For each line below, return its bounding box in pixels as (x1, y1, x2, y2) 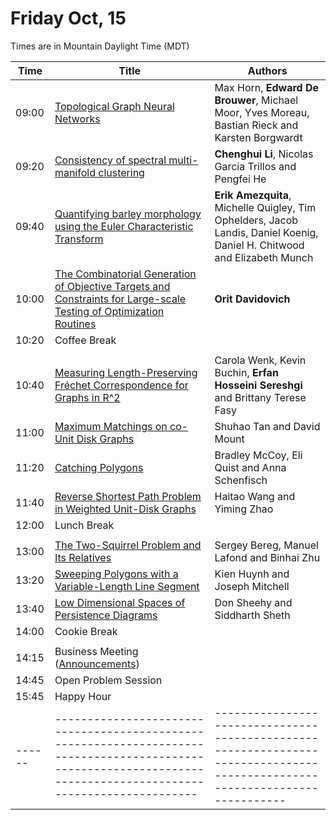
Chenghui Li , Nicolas (214, 147, 314, 161)
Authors (247, 63, 288, 77)
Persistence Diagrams (54, 608, 158, 622)
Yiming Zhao (214, 502, 274, 516)
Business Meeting (54, 644, 139, 658)
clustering (98, 165, 145, 179)
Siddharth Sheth (214, 608, 291, 622)
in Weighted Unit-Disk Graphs (54, 502, 197, 516)
